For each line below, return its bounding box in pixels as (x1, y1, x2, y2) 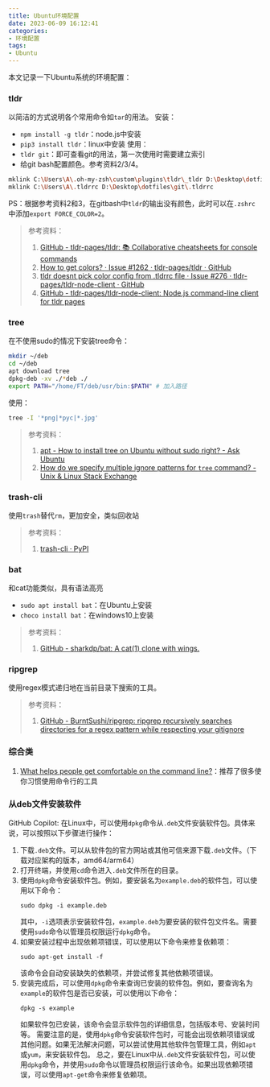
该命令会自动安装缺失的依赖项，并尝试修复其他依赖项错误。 (19, 968, 218, 978)
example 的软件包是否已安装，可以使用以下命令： (19, 988, 179, 998)
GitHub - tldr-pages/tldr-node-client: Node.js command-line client (39, 288, 259, 298)
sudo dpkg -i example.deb (19, 902, 107, 910)
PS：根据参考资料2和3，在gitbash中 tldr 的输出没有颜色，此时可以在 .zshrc (8, 199, 256, 209)
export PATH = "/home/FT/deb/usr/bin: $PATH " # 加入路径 (8, 382, 187, 391)
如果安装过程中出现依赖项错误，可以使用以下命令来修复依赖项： (19, 937, 231, 947)
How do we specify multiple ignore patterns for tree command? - (39, 462, 257, 472)
